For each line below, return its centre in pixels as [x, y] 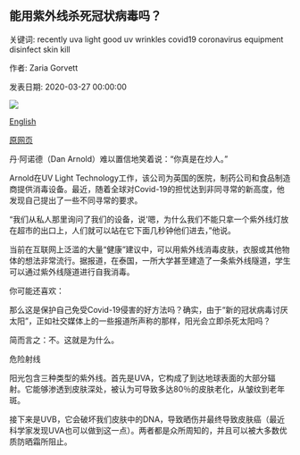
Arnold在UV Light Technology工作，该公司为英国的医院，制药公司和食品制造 [150, 178]
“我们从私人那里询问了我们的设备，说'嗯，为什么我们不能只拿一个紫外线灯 [145, 219]
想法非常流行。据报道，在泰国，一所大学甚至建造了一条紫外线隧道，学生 [158, 260]
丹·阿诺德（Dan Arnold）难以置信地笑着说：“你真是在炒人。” [119, 158]
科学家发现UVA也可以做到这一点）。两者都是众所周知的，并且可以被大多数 [144, 430]
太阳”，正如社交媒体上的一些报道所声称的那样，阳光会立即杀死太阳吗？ [140, 321]
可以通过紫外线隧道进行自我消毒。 [72, 272]
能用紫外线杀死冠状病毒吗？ [86, 16]
